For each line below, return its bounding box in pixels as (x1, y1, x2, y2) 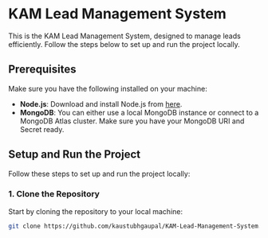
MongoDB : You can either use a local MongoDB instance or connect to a (19, 107, 259, 117)
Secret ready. (19, 124, 65, 134)
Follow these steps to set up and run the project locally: (8, 169, 191, 178)
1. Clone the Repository (8, 189, 100, 200)
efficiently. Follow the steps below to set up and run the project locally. (8, 39, 241, 49)
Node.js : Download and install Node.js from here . (19, 99, 183, 108)
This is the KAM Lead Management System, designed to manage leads (8, 31, 241, 41)
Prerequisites (8, 63, 77, 76)
